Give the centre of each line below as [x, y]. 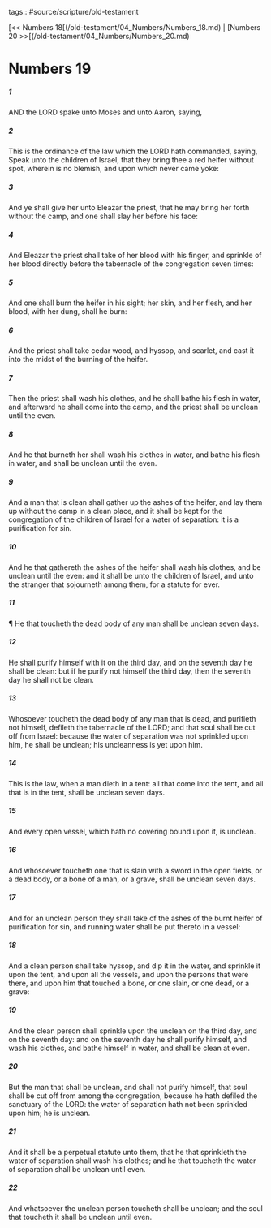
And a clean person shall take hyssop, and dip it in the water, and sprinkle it [135, 966]
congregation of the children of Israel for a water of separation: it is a [124, 519]
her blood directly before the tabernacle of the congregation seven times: [131, 264]
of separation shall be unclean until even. [77, 1169]
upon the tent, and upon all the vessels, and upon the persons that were [129, 974]
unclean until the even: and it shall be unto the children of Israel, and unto [131, 575]
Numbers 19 [50, 69]
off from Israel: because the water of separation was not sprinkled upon [129, 736]
